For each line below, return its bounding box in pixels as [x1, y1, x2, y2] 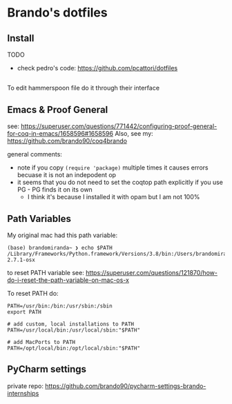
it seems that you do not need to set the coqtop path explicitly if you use [17, 178, 223, 187]
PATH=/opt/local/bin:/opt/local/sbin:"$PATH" [7, 345, 140, 352]
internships [7, 389, 39, 397]
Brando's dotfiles [7, 5, 108, 21]
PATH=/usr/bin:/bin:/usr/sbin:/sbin [7, 303, 113, 310]
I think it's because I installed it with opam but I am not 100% [27, 193, 200, 201]
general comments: [7, 150, 62, 159]
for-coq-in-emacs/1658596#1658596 [7, 130, 114, 138]
